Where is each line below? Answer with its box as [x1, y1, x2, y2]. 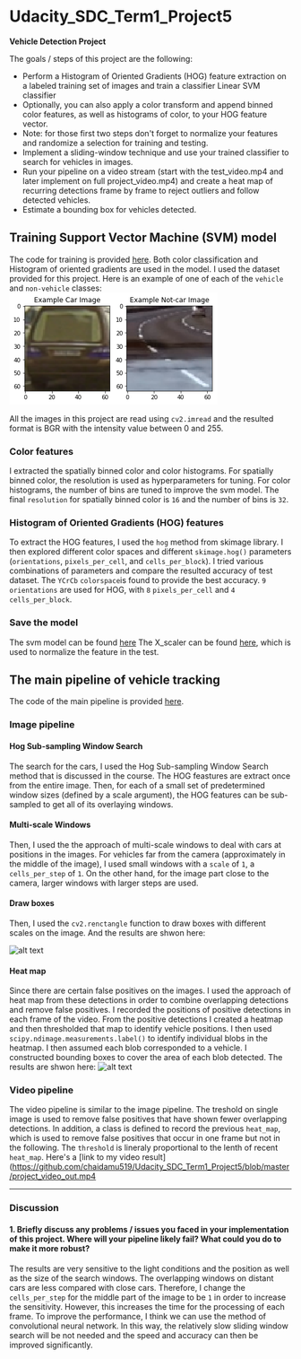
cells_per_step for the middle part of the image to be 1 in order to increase [9, 1292, 287, 1302]
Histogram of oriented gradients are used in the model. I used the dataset [9, 263, 280, 274]
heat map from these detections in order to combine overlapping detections [9, 995, 289, 1006]
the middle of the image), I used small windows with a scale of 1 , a [9, 858, 255, 869]
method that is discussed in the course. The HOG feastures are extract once [9, 770, 291, 781]
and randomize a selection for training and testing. [21, 137, 209, 148]
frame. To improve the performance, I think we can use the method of [9, 1311, 267, 1321]
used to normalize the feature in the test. [9, 646, 159, 657]
